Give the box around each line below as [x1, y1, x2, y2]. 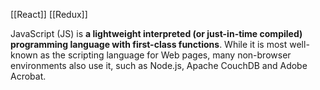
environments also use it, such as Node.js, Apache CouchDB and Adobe [10, 60, 308, 71]
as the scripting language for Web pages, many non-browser [39, 49, 292, 61]
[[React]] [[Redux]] [10, 9, 88, 20]
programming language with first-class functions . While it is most [10, 39, 288, 50]
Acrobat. [10, 70, 47, 82]
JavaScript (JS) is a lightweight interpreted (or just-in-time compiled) [10, 28, 303, 39]
